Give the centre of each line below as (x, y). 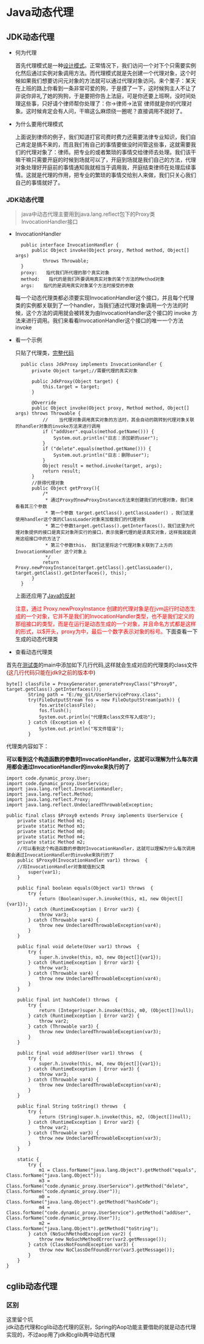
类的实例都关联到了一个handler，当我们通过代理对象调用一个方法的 (99, 305)
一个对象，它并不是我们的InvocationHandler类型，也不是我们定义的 (110, 616)
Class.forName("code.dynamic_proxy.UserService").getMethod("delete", (97, 1186)
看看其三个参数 (31, 507)
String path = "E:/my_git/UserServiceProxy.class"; (95, 695)
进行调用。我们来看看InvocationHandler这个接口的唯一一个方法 (105, 320)
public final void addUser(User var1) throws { (80, 1053)
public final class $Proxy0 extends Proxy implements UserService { (95, 816)
